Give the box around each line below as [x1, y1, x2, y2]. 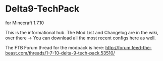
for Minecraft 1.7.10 [5, 20, 44, 26]
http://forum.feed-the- [105, 44, 152, 50]
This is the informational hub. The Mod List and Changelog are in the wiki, [5, 29, 159, 35]
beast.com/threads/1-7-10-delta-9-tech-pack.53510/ [5, 50, 115, 56]
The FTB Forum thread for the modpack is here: [5, 44, 104, 50]
